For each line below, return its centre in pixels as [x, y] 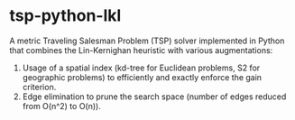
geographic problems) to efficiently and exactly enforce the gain [142, 77]
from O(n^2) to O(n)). [61, 106]
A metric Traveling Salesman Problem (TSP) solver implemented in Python [147, 41]
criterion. [39, 87]
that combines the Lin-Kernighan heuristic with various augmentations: [141, 50]
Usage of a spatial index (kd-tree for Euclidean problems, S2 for [141, 68]
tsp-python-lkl [65, 16]
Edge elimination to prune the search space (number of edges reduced [154, 97]
